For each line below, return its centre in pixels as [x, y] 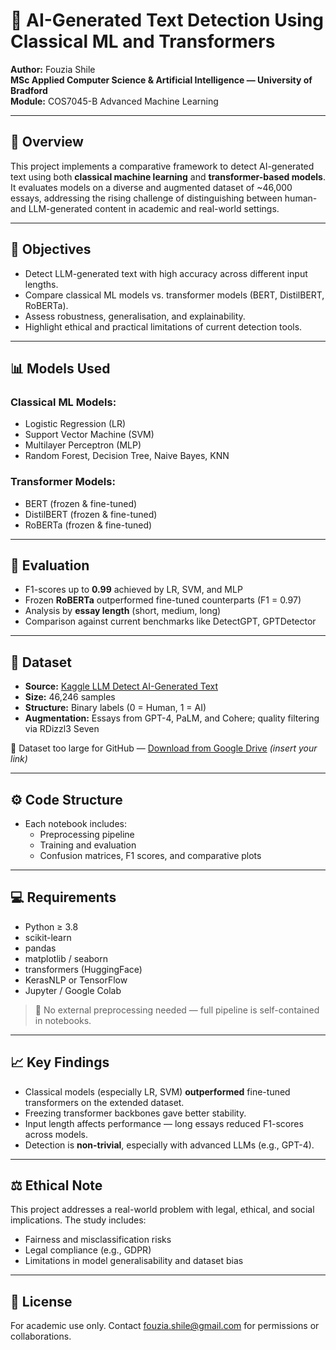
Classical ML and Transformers [143, 41]
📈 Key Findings [60, 1062]
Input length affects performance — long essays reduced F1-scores [164, 1123]
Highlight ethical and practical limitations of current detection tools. [163, 326]
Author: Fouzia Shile [53, 69]
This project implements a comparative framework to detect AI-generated [162, 166]
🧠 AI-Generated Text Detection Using [167, 20]
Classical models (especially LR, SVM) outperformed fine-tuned [157, 1091]
